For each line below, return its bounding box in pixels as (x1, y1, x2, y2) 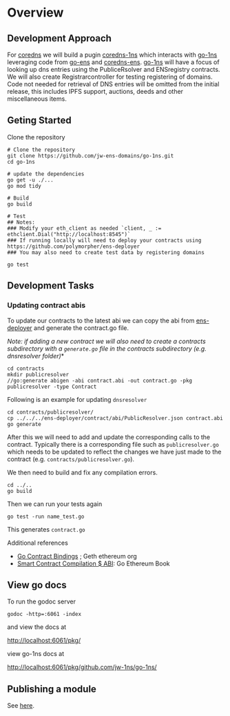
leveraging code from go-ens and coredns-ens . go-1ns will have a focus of (7, 58, 220, 66)
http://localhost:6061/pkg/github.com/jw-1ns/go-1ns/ (7, 663, 157, 671)
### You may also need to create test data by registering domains (7, 249, 205, 256)
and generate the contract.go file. (33, 323, 129, 332)
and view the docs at (7, 623, 67, 631)
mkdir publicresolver (7, 371, 70, 378)
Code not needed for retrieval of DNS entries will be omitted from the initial (7, 80, 220, 88)
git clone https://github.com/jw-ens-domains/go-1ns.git (7, 152, 174, 159)
